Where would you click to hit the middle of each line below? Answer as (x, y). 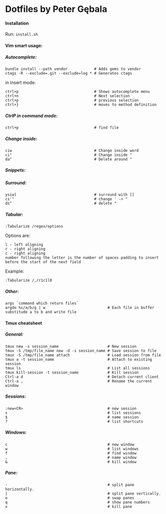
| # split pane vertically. (83, 493)
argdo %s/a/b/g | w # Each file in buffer (80, 308)
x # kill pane (69, 507)
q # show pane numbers (78, 502)
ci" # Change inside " (69, 155)
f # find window (71, 453)
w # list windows (72, 449)
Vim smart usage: (24, 45)
